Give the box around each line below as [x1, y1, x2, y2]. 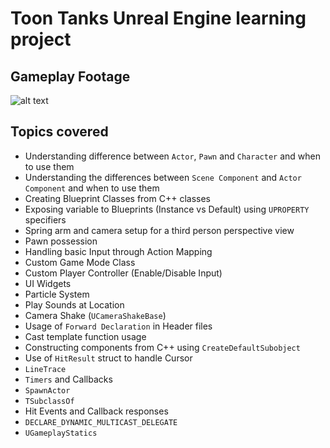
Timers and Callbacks [24, 373, 113, 385]
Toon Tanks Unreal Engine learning [10, 7, 307, 30]
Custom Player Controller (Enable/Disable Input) [24, 267, 223, 279]
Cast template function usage [24, 330, 147, 342]
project [10, 28, 72, 51]
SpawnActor [24, 385, 71, 396]
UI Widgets [24, 277, 72, 289]
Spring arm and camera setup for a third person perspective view [24, 224, 295, 236]
